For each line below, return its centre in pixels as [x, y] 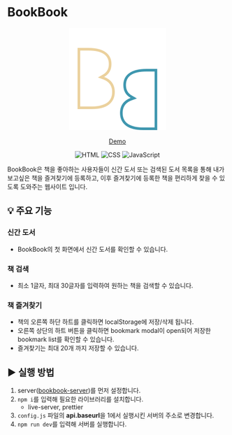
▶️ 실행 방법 [31, 372]
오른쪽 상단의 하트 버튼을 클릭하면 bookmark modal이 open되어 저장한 [114, 331]
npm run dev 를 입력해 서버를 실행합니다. [72, 425]
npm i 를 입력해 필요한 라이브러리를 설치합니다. [80, 399]
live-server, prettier [56, 407]
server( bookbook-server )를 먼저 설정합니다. [79, 391]
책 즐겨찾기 [25, 305]
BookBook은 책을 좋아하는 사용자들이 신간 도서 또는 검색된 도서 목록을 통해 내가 [116, 169]
